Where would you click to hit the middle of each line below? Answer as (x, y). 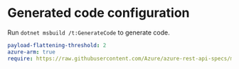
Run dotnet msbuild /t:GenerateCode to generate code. (89, 32)
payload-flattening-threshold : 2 (57, 45)
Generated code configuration (99, 13)
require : (20, 58)
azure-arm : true (31, 52)
